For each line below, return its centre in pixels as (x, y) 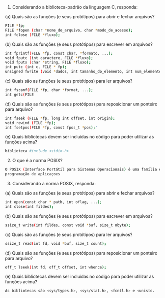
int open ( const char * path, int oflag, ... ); (54, 202)
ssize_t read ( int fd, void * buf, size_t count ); (56, 243)
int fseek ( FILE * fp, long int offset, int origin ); (60, 118)
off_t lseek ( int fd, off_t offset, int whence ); (56, 267)
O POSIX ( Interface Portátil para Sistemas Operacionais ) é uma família (81, 169)
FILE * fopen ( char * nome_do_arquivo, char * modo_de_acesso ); (69, 30)
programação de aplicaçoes (33, 174)
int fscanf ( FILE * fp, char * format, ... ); (49, 90)
